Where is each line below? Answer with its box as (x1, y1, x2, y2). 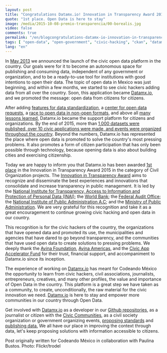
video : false (5, 26, 32, 31)
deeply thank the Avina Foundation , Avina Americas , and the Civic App (5, 245, 150, 251)
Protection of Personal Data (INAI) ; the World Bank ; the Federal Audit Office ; (5, 193, 161, 199)
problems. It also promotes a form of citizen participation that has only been (5, 141, 161, 147)
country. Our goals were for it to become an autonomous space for (5, 63, 142, 69)
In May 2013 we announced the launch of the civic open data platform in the (5, 58, 161, 64)
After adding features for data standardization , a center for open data (5, 104, 147, 110)
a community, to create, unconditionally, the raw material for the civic (5, 286, 147, 292)
